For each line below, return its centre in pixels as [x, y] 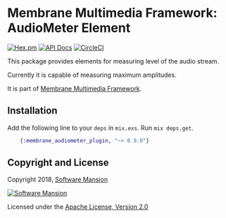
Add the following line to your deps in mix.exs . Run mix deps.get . [100, 128]
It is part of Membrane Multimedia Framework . [75, 88]
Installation [32, 111]
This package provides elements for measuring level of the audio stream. [113, 61]
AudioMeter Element [69, 28]
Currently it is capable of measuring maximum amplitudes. [92, 75]
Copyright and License [58, 163]
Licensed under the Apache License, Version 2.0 [78, 207]
